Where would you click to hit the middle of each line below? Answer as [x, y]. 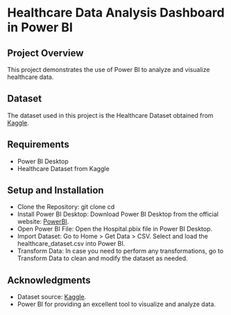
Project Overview [45, 53]
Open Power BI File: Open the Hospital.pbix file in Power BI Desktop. [115, 229]
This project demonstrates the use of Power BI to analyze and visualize [109, 70]
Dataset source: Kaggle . [52, 297]
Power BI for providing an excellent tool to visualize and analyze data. [117, 304]
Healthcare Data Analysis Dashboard [116, 13]
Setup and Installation [55, 191]
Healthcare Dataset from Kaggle [63, 168]
